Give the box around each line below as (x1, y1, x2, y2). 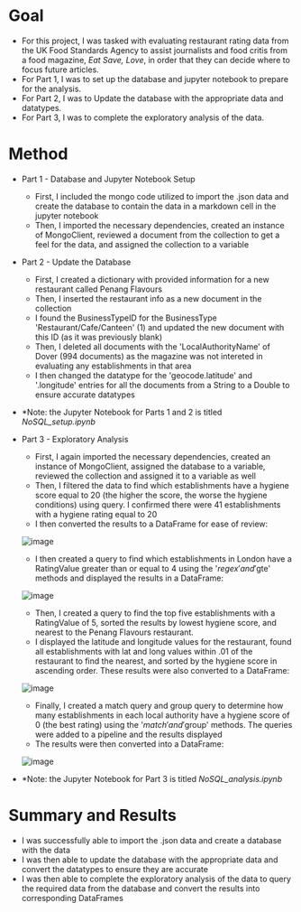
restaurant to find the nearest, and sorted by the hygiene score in (34, 656, 278, 666)
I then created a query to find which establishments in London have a (34, 553, 292, 564)
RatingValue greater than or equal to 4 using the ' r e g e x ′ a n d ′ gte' (34, 563, 271, 573)
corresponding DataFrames (21, 892, 123, 903)
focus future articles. (21, 64, 100, 75)
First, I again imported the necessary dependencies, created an (34, 451, 271, 461)
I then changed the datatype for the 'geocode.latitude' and (34, 369, 253, 380)
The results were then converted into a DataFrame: (34, 738, 224, 749)
